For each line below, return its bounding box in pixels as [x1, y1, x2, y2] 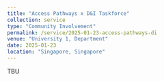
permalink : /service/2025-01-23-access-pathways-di [7, 29, 157, 36]
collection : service [7, 16, 66, 23]
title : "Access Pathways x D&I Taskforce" [7, 10, 130, 17]
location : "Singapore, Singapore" [7, 49, 106, 56]
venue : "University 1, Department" [7, 36, 109, 43]
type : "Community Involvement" [7, 23, 96, 30]
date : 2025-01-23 [7, 42, 57, 49]
